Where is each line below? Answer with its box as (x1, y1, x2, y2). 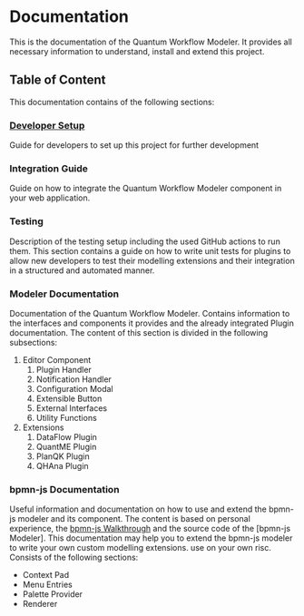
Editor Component (22, 354, 92, 365)
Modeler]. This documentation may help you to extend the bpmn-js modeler (9, 533, 293, 543)
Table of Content (9, 73, 106, 88)
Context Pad (22, 570, 70, 581)
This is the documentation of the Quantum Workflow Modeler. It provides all (9, 36, 293, 47)
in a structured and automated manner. (9, 265, 155, 276)
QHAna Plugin (35, 460, 89, 471)
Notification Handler (35, 374, 112, 385)
